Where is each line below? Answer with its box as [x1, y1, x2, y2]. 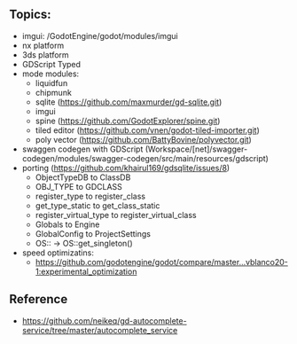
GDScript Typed [21, 59, 82, 69]
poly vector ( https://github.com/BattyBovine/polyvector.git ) [35, 134, 253, 145]
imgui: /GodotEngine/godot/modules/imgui [21, 30, 179, 41]
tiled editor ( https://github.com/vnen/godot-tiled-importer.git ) [35, 124, 260, 136]
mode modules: [21, 68, 80, 79]
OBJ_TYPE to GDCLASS [35, 181, 122, 192]
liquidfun [35, 77, 68, 88]
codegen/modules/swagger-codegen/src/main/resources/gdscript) [21, 152, 269, 163]
